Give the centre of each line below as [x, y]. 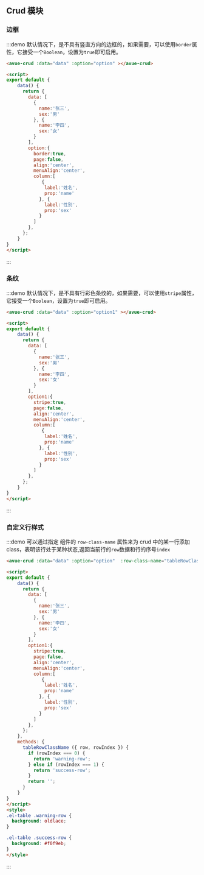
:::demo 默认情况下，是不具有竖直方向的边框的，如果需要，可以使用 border [99, 44]
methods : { [31, 742]
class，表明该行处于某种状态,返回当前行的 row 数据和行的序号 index [88, 550]
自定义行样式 [25, 527]
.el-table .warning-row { [39, 815]
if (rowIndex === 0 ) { [57, 753]
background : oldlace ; [39, 821]
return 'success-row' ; [62, 770]
